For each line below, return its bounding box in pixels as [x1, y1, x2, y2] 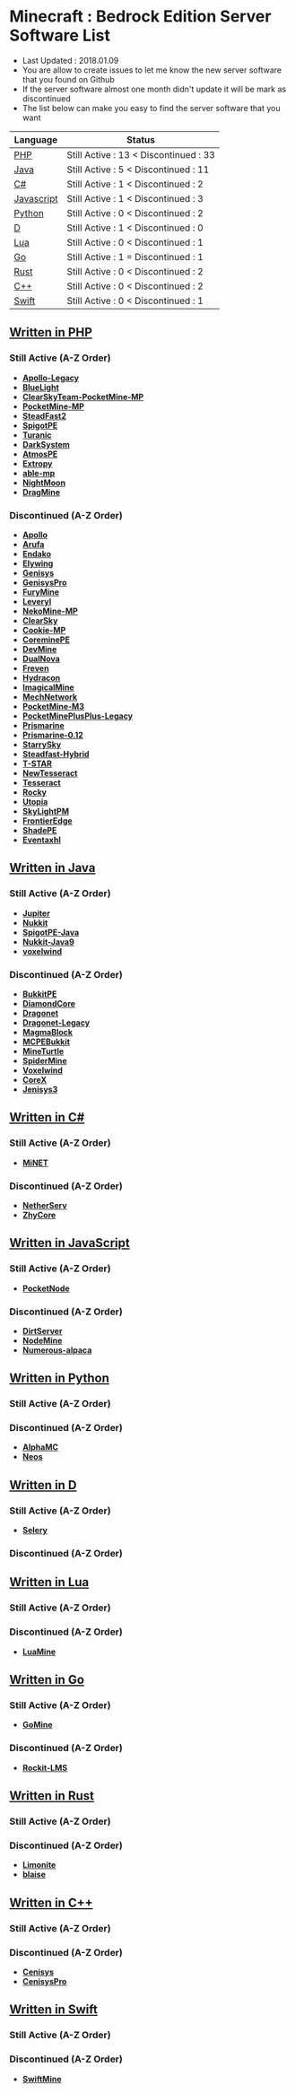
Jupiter [22, 908, 51, 919]
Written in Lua [9, 1574, 90, 1590]
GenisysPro [22, 577, 67, 588]
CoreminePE [22, 634, 70, 645]
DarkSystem [22, 439, 70, 449]
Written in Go [9, 1672, 85, 1687]
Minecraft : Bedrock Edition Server [9, 6, 272, 27]
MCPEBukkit [22, 1036, 70, 1047]
